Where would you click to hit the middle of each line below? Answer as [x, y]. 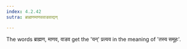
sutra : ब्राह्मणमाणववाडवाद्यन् [32, 17]
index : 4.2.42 [24, 12]
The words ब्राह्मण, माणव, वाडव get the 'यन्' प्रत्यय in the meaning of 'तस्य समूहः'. [93, 39]
